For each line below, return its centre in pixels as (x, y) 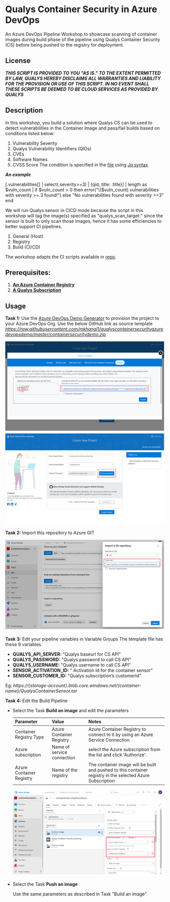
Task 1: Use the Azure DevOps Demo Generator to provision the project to (82, 318)
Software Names (30, 159)
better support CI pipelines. (34, 226)
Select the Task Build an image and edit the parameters (71, 710)
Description (24, 111)
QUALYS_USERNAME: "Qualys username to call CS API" (72, 665)
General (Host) (28, 236)
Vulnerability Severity (35, 143)
